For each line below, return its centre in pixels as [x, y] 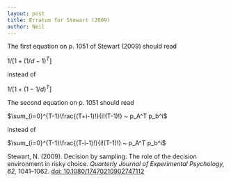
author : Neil [26, 26]
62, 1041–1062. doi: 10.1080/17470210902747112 [76, 171]
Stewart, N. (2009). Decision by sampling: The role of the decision [102, 156]
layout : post [26, 14]
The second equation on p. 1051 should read [71, 102]
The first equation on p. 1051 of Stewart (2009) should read [92, 47]
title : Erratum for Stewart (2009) [59, 20]
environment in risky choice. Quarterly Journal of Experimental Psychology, [116, 163]
